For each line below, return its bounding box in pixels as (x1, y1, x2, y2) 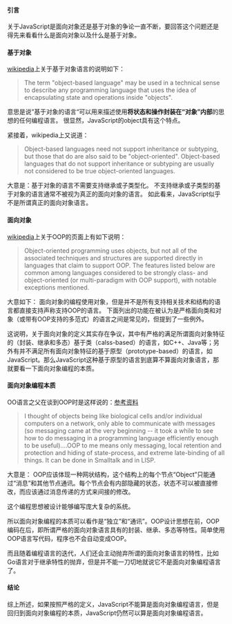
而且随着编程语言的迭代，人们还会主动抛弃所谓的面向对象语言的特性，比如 (7, 549, 219, 557)
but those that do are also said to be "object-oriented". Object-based (23, 152, 220, 161)
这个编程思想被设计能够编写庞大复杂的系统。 (7, 502, 135, 510)
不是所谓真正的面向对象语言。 (7, 199, 92, 207)
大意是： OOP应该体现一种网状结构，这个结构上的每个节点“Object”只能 (7, 470, 210, 479)
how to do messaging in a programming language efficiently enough (23, 434, 219, 442)
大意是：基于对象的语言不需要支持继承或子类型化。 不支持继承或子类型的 (7, 181, 215, 190)
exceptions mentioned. (23, 283, 90, 292)
